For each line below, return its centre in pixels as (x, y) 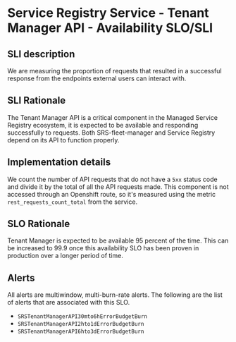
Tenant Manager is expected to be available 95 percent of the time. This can (118, 240)
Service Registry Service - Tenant (108, 13)
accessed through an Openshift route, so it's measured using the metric (112, 194)
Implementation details (59, 163)
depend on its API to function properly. (63, 140)
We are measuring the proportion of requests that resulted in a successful (114, 71)
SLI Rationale (37, 100)
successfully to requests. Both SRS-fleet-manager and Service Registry (111, 133)
